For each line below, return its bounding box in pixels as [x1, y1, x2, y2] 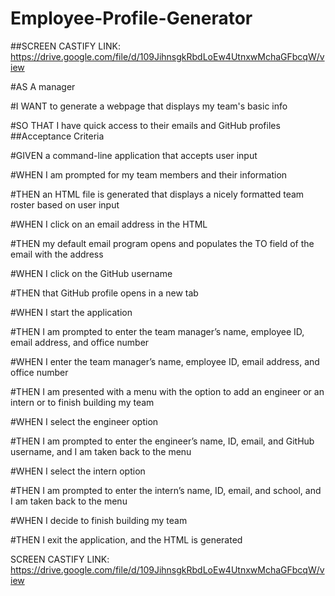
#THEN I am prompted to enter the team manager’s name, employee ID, [10, 325, 305, 337]
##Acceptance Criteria [10, 130, 105, 142]
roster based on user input [10, 198, 120, 211]
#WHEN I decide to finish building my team [10, 514, 188, 526]
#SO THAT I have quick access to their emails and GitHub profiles [10, 119, 281, 131]
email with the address [10, 248, 104, 260]
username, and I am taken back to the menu [10, 445, 192, 457]
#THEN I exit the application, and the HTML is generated [10, 533, 243, 546]
